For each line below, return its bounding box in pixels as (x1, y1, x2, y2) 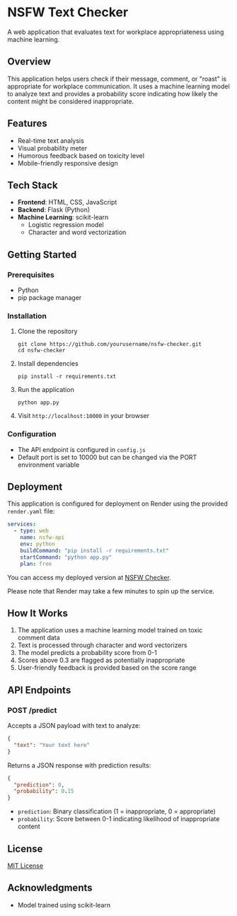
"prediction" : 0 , (13, 781, 65, 789)
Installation (7, 311, 47, 320)
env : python (20, 540, 55, 548)
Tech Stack (7, 179, 58, 191)
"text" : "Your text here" (13, 741, 91, 748)
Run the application (17, 385, 74, 394)
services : (7, 521, 37, 528)
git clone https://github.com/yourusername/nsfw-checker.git (17, 341, 202, 348)
